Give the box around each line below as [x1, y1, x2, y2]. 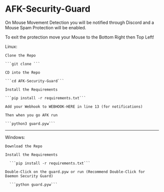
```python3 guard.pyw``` [5, 121, 56, 126]
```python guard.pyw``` [9, 182, 58, 187]
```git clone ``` [5, 61, 41, 66]
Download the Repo [5, 144, 42, 149]
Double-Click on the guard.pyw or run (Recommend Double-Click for [5, 169, 145, 174]
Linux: [5, 43, 18, 49]
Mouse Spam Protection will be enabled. [5, 24, 86, 30]
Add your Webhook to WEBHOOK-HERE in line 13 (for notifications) [5, 104, 143, 109]
